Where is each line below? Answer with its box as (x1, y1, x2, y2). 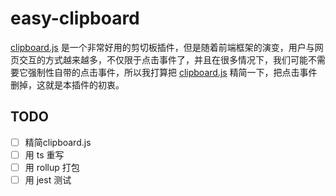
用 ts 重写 (24, 148, 65, 161)
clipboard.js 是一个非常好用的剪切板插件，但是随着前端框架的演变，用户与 (10, 41, 315, 53)
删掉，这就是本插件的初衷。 (10, 78, 125, 91)
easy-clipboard (10, 7, 140, 30)
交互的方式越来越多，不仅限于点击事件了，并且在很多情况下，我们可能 (18, 53, 308, 66)
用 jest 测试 (24, 173, 72, 186)
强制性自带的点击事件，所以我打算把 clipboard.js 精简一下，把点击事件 (27, 66, 318, 78)
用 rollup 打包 (24, 161, 80, 173)
